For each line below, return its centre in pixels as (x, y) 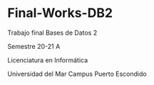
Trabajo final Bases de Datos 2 (52, 33)
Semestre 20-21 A (34, 46)
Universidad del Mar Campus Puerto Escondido (77, 74)
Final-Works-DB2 (60, 13)
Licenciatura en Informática (48, 60)
